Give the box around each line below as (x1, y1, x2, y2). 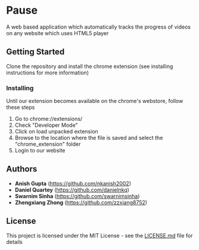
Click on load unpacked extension (14, 128, 98, 135)
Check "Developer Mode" (14, 121, 79, 129)
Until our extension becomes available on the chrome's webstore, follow (6, 98, 184, 105)
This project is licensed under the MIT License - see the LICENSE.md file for (6, 232, 193, 239)
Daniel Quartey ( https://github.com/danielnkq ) (14, 186, 130, 193)
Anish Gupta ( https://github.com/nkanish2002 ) (14, 180, 132, 187)
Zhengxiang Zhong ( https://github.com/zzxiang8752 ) (14, 199, 148, 206)
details (6, 238, 23, 245)
